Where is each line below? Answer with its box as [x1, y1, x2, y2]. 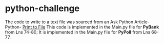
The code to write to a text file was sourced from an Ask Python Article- [5, 19, 150, 25]
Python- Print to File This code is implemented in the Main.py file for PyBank [5, 24, 159, 29]
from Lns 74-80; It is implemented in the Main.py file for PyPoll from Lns [5, 29, 150, 35]
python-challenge [5, 3, 80, 14]
